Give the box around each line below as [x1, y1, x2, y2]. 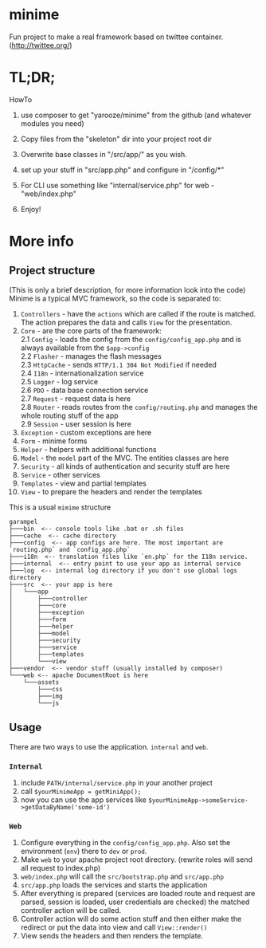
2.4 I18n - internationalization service [20, 368, 144, 378]
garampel [9, 517, 38, 525]
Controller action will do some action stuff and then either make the [20, 915, 242, 924]
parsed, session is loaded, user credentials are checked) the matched [20, 897, 250, 907]
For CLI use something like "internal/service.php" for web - [20, 180, 214, 190]
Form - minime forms [20, 436, 88, 446]
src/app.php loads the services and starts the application [20, 880, 208, 890]
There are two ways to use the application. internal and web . [9, 741, 209, 751]
